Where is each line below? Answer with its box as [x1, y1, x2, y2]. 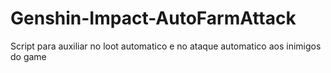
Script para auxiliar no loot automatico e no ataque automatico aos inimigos [10, 40, 322, 52]
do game [10, 50, 47, 62]
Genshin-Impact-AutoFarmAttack [10, 7, 297, 30]
